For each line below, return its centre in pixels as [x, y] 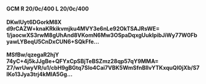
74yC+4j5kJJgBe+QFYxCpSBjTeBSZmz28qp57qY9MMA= [82, 61]
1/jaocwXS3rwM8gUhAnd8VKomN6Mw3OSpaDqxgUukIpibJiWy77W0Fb [102, 35]
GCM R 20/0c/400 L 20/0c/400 [48, 9]
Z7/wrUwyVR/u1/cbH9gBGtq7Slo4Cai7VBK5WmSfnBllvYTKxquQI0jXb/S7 [103, 68]
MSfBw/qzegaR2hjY [33, 55]
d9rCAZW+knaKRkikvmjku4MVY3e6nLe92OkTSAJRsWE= [83, 29]
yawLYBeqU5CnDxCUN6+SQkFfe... [53, 42]
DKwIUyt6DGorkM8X [34, 22]
